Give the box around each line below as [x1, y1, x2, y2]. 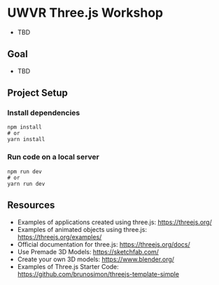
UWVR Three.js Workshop [7, 5, 163, 21]
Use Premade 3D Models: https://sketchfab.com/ [17, 247, 160, 256]
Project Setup [7, 87, 69, 99]
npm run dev [7, 168, 42, 175]
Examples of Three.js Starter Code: [17, 262, 119, 270]
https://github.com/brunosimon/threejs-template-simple [17, 270, 180, 278]
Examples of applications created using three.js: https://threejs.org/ [17, 218, 212, 226]
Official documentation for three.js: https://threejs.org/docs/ [17, 240, 190, 249]
